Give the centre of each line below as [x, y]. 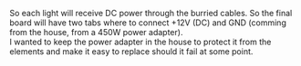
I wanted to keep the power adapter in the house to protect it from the [140, 42]
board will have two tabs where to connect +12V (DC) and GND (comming [148, 23]
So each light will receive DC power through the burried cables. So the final [151, 13]
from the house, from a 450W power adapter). [96, 32]
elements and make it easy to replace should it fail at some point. [131, 52]
